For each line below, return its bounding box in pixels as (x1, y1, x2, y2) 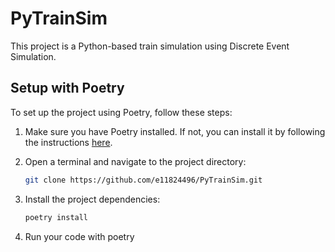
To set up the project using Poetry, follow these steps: (10, 106, 233, 118)
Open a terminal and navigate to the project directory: (24, 155, 247, 167)
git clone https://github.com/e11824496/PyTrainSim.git (24, 175, 263, 185)
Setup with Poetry (10, 80, 125, 97)
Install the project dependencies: (24, 193, 161, 205)
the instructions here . (24, 136, 113, 148)
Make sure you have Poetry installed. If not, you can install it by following (24, 125, 326, 137)
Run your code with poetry (24, 230, 135, 242)
